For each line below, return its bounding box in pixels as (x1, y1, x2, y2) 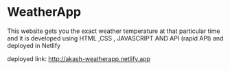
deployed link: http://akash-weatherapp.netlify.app (7, 54, 151, 62)
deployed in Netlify (7, 41, 60, 49)
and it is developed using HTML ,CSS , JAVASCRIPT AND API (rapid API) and (7, 34, 224, 42)
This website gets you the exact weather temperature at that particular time (7, 27, 220, 35)
